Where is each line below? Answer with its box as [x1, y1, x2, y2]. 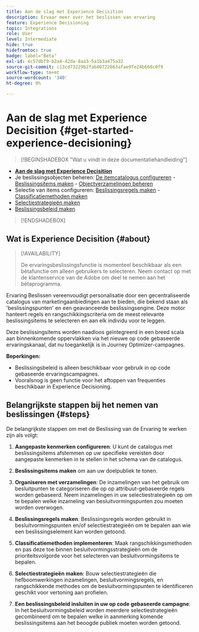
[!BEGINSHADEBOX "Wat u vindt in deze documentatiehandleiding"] [20, 155, 188, 163]
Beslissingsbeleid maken [14, 205, 75, 212]
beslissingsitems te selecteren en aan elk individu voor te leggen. [6, 317, 166, 324]
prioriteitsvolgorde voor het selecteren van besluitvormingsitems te [14, 552, 179, 559]
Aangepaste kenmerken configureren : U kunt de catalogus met [14, 443, 173, 450]
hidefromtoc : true [6, 47, 52, 53]
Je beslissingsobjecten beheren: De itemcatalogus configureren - [14, 173, 176, 181]
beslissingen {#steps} [6, 409, 90, 420]
